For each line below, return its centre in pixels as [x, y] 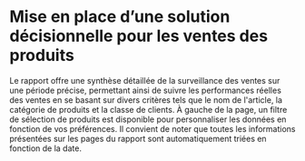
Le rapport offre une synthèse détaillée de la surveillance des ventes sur [145, 80]
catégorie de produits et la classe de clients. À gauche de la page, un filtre [148, 109]
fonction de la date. [45, 148]
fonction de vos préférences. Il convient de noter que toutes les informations [152, 128]
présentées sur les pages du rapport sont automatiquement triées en [138, 138]
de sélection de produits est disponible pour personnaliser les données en [148, 119]
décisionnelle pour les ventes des [139, 36]
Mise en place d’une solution [120, 17]
